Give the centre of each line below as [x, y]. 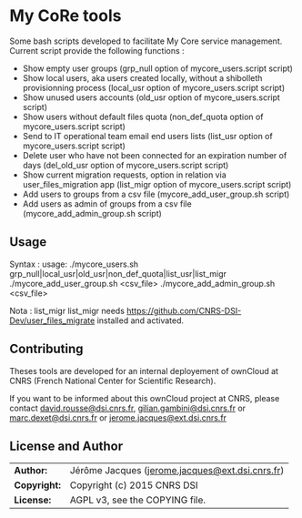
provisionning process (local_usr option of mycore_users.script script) [154, 87]
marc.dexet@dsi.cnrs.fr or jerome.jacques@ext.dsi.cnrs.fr [118, 417]
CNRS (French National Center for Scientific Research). [113, 381]
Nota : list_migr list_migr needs [67, 310]
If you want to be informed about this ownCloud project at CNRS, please [145, 398]
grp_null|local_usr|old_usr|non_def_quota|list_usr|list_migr [118, 273]
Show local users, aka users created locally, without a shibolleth [142, 77]
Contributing [46, 349]
